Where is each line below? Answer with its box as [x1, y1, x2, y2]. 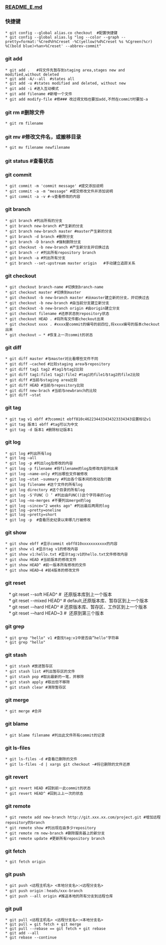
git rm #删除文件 [5, 109, 45, 116]
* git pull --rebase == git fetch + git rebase [5, 926, 106, 931]
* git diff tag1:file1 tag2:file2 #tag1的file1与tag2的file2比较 [5, 372, 140, 378]
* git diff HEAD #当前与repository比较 [5, 383, 84, 388]
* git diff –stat [5, 393, 41, 398]
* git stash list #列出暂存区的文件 [5, 669, 75, 674]
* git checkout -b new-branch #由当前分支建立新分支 [5, 300, 110, 305]
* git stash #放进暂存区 [5, 664, 53, 669]
